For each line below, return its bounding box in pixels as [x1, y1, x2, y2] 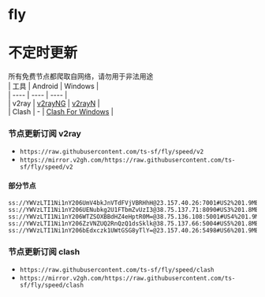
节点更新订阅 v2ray [8, 128, 81, 139]
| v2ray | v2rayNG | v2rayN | [8, 98, 100, 108]
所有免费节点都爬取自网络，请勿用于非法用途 [8, 72, 154, 81]
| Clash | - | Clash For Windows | [8, 107, 114, 117]
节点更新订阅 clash [8, 246, 80, 257]
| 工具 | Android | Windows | [8, 81, 99, 91]
